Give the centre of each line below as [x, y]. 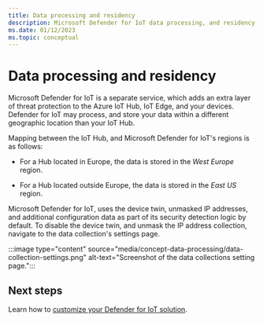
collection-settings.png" [47, 258]
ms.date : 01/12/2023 [42, 30]
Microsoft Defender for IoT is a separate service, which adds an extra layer [130, 98]
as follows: [26, 147]
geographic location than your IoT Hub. [72, 123]
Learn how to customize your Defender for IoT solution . [98, 309]
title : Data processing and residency [72, 15]
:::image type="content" [47, 249]
